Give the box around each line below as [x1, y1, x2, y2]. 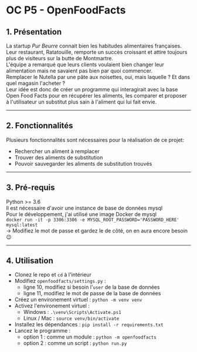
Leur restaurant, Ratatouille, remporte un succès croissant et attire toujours [6, 49, 188, 56]
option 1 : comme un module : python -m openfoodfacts [23, 333, 157, 340]
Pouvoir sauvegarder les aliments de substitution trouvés [14, 160, 152, 167]
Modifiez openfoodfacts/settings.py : [14, 278, 106, 285]
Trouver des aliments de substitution [14, 153, 103, 161]
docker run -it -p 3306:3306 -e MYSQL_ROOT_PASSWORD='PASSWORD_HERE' [6, 217, 180, 223]
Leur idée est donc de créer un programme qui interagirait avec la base [6, 86, 178, 93]
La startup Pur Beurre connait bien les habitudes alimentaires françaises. [6, 42, 182, 49]
